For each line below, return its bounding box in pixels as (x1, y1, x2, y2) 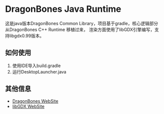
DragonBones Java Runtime (5, 3, 122, 15)
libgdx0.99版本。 (9, 33, 44, 38)
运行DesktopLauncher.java (12, 69, 66, 75)
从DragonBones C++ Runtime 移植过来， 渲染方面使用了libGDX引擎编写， (5, 26, 155, 33)
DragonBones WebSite (12, 98, 59, 104)
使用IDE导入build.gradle (12, 63, 61, 69)
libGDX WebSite (12, 103, 45, 109)
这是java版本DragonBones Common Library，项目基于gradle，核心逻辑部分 (5, 20, 159, 26)
